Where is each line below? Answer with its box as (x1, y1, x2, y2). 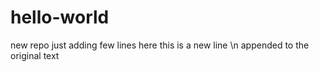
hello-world (10, 6, 110, 29)
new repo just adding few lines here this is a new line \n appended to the (10, 39, 310, 51)
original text (10, 49, 60, 61)
